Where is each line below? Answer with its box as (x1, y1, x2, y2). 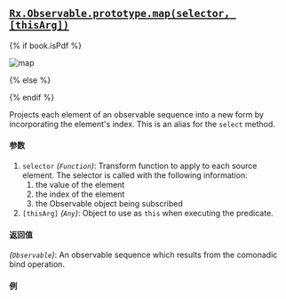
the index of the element (35, 189, 125, 199)
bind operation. (9, 259, 65, 270)
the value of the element (35, 180, 125, 190)
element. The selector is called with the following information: (21, 170, 248, 181)
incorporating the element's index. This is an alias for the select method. (9, 118, 275, 129)
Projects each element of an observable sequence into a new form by (9, 109, 265, 119)
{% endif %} (9, 92, 55, 102)
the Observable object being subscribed (35, 198, 184, 209)
